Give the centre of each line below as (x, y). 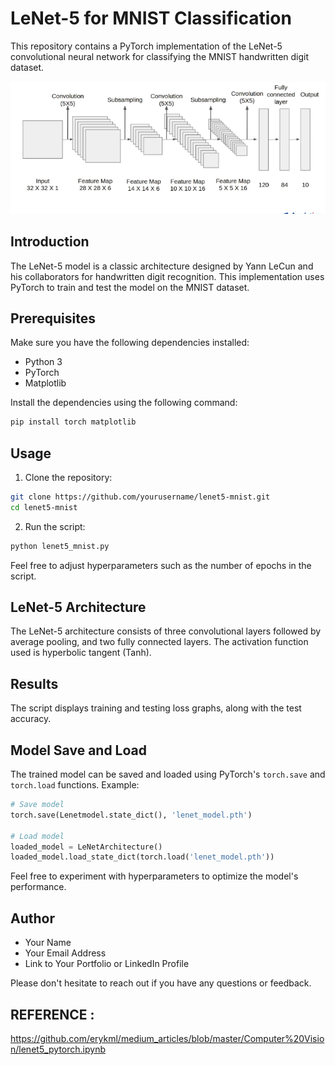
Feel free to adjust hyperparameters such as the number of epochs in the (161, 565)
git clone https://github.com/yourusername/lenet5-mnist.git (140, 497)
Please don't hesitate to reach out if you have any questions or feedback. (161, 983)
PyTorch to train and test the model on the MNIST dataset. (130, 287)
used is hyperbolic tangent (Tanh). (81, 653)
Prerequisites (53, 318)
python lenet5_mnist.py (60, 546)
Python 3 (43, 362)
